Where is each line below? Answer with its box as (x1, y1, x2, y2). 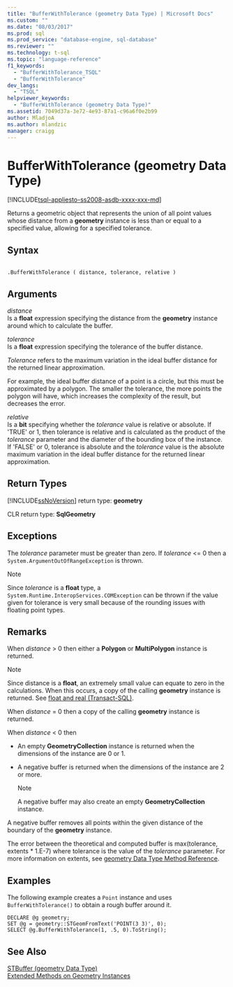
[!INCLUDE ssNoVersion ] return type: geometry (7, 496, 143, 505)
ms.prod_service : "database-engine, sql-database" (7, 36, 158, 43)
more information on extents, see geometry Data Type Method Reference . (7, 855, 220, 863)
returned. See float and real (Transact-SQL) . (7, 694, 134, 702)
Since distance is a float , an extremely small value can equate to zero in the (7, 679, 225, 687)
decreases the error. (7, 399, 66, 407)
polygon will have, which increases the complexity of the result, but (7, 391, 201, 400)
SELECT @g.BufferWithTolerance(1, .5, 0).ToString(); (7, 927, 167, 934)
